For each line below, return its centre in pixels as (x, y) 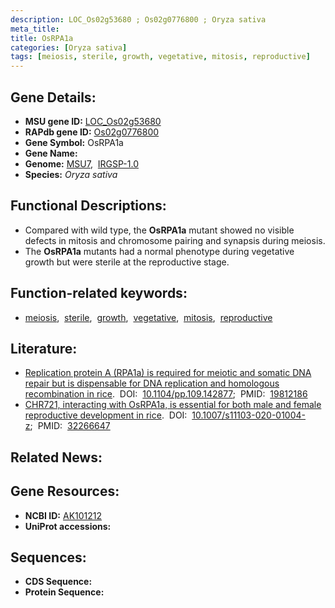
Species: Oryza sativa (71, 174)
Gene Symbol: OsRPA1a (74, 142)
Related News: (56, 457)
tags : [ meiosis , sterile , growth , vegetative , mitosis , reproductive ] (160, 57)
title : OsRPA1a (42, 38)
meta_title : (35, 29)
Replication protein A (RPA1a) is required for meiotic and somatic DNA (168, 373)
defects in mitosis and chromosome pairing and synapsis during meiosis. (175, 240)
